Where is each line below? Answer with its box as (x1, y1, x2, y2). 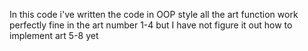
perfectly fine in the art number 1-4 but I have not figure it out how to (9, 19, 293, 31)
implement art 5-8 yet (9, 30, 99, 41)
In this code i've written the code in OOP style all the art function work (9, 9, 299, 20)
